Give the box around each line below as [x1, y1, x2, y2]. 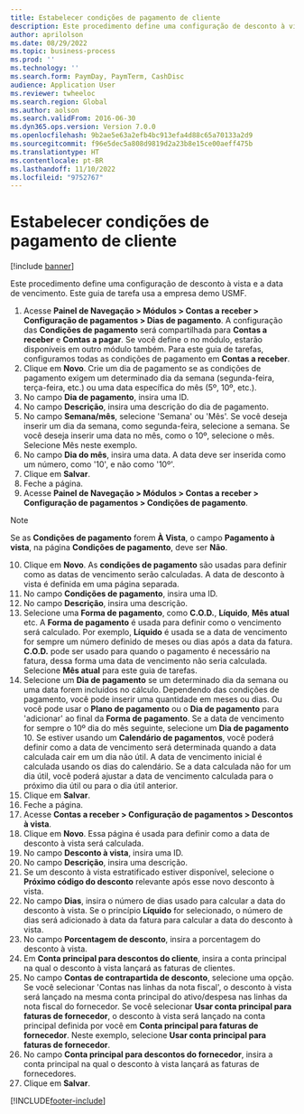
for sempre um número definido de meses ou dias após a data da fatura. [23, 636, 293, 647]
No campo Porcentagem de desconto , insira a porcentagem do [23, 934, 261, 945]
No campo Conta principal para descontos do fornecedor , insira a [23, 1049, 273, 1060]
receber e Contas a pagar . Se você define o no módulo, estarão [23, 334, 263, 345]
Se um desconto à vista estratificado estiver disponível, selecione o [23, 866, 274, 877]
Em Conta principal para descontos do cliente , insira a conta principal [23, 953, 287, 964]
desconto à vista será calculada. [23, 838, 144, 849]
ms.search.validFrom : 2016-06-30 [10, 114, 136, 123]
